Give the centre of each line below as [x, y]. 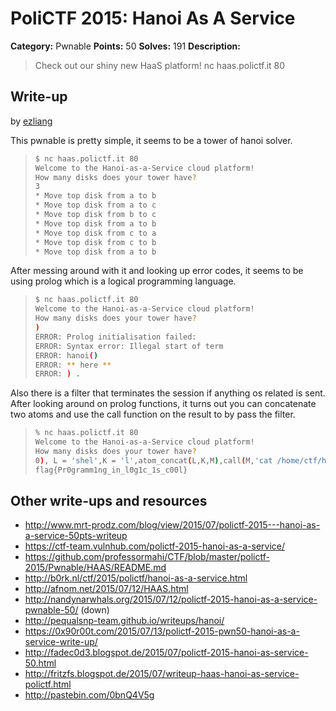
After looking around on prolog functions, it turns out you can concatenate [163, 404]
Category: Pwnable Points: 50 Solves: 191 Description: [125, 46]
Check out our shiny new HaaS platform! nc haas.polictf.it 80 [160, 65]
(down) [95, 610]
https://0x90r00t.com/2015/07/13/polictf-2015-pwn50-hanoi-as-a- [162, 631]
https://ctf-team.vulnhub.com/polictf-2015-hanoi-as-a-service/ [155, 546]
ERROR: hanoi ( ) [66, 355]
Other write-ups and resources [109, 501]
